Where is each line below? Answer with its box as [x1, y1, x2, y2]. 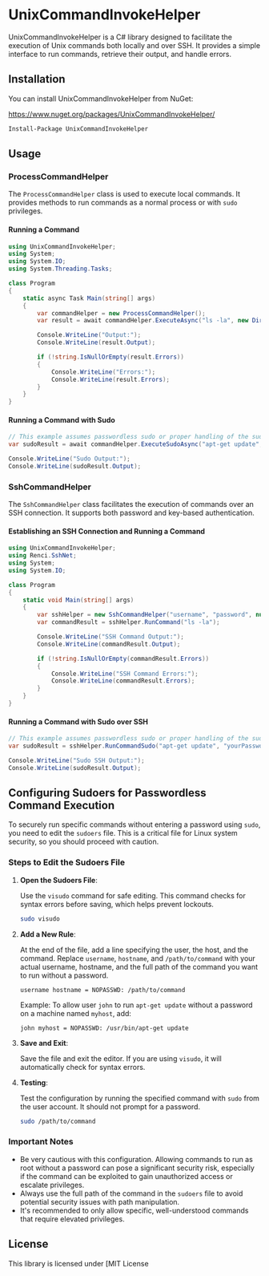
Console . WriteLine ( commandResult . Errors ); [50, 677, 195, 685]
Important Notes [8, 1136, 74, 1148]
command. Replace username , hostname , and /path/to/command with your [19, 953, 256, 963]
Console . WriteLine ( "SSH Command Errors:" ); [50, 670, 199, 678]
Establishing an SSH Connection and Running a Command [8, 526, 206, 536]
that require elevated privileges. [19, 1213, 126, 1224]
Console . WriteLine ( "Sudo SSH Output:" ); [8, 756, 146, 764]
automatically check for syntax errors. [19, 1062, 146, 1071]
